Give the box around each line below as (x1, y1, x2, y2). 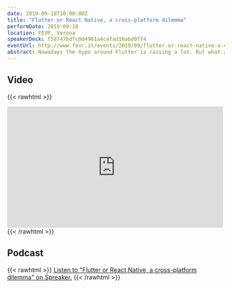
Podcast (7, 247, 43, 259)
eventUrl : (7, 42, 36, 49)
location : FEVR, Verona (7, 29, 76, 37)
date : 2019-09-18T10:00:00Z (7, 10, 88, 17)
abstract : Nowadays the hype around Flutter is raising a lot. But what (7, 49, 221, 56)
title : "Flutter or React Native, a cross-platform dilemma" (7, 17, 187, 23)
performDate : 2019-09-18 (7, 23, 79, 30)
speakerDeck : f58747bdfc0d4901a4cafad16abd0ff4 (7, 36, 147, 43)
